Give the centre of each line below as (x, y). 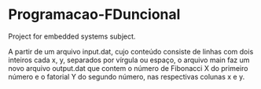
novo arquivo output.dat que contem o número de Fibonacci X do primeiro (128, 68)
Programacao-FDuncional (94, 15)
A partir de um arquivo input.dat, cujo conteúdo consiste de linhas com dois (131, 51)
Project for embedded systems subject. (72, 36)
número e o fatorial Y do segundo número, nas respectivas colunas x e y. (127, 76)
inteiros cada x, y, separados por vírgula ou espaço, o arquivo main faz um (129, 60)
